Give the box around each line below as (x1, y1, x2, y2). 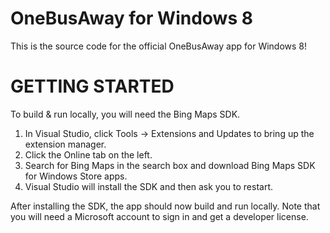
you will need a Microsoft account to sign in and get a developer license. (10, 210, 309, 222)
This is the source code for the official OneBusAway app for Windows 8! (10, 40, 308, 52)
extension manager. (24, 138, 107, 150)
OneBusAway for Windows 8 (10, 7, 253, 30)
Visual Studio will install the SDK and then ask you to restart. (24, 180, 274, 192)
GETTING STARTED (10, 75, 175, 98)
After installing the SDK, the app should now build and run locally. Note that (10, 200, 321, 212)
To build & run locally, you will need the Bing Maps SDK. (10, 108, 241, 120)
